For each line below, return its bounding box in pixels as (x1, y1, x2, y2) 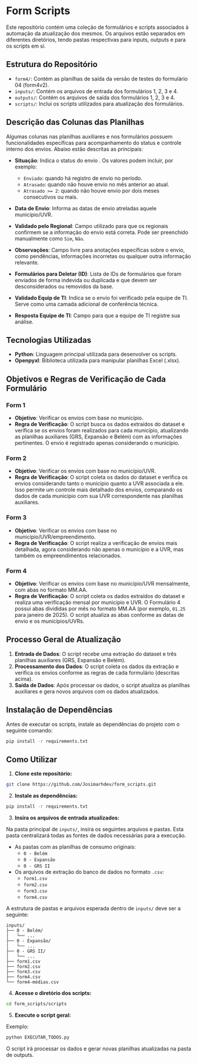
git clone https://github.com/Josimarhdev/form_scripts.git (6, 782, 157, 788)
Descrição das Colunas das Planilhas (6, 117, 145, 127)
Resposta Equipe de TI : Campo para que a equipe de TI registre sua (14, 312, 181, 319)
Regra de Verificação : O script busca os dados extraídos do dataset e (14, 421, 185, 428)
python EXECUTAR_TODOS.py (6, 1034, 69, 1040)
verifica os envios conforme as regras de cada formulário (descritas (14, 669, 180, 676)
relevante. (14, 259, 39, 266)
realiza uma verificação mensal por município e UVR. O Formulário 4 (14, 599, 181, 606)
